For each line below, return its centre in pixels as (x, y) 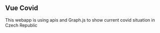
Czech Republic (21, 25)
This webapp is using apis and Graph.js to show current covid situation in (80, 20)
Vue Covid (22, 8)
